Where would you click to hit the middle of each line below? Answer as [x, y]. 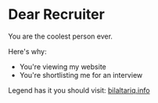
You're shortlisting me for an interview [81, 75]
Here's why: [27, 51]
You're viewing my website [63, 66]
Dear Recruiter [57, 15]
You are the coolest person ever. [61, 36]
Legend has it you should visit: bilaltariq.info [79, 90]
